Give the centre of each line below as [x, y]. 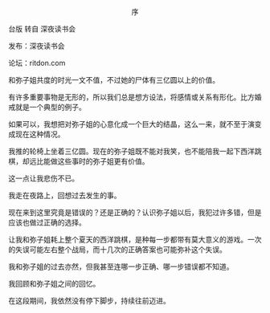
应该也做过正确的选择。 [47, 222]
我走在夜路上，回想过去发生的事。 [65, 195]
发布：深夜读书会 [37, 46]
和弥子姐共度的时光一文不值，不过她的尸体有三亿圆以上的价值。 [114, 80]
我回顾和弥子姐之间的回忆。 [54, 284]
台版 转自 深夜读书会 [42, 29]
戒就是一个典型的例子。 [47, 107]
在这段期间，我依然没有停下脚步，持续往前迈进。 [89, 301]
